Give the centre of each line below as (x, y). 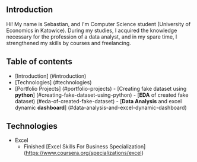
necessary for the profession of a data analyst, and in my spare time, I (92, 36)
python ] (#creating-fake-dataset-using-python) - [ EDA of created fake (101, 95)
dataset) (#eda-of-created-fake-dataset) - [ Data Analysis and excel (98, 101)
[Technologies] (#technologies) (53, 82)
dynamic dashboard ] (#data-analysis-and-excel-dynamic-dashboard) (101, 107)
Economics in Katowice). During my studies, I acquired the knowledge (92, 30)
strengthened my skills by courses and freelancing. (69, 43)
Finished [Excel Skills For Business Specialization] (85, 147)
